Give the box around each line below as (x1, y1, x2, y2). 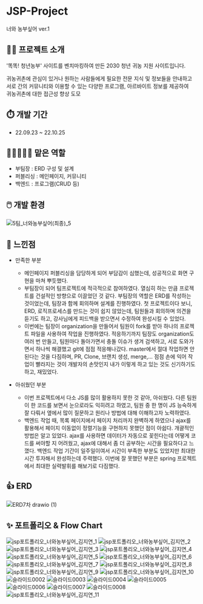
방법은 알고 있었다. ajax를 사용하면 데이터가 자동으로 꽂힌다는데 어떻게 (24, 432, 190, 439)
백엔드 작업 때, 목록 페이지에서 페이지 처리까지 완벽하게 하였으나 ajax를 (24, 417, 191, 424)
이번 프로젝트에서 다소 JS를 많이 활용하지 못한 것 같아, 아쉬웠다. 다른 (24, 394, 186, 401)
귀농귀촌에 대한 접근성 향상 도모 (6, 90, 81, 97)
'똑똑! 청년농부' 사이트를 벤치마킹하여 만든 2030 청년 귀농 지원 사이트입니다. (6, 62, 186, 69)
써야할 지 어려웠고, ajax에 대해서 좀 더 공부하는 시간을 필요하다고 (35, 439, 188, 447)
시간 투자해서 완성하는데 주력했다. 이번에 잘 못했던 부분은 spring (24, 455, 176, 462)
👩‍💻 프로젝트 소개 (6, 44, 65, 55)
